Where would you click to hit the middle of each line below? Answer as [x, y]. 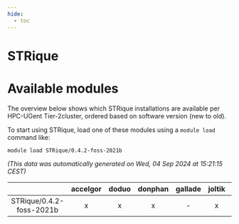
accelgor [86, 188]
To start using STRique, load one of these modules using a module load [111, 130]
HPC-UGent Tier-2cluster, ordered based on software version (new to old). [117, 116]
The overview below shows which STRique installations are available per [114, 108]
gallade [188, 188]
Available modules [63, 88]
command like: [29, 137]
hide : [15, 14]
